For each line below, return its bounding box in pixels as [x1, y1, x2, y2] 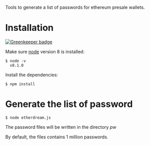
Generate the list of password [5, 98, 133, 110]
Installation [5, 22, 54, 33]
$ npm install [5, 81, 36, 87]
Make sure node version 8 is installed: [5, 48, 85, 55]
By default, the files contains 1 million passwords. [5, 134, 108, 140]
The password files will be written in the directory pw [5, 124, 116, 130]
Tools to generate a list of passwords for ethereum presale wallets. [5, 5, 145, 10]
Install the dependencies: [5, 71, 58, 78]
